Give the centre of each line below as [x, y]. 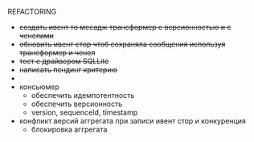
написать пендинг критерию [68, 70]
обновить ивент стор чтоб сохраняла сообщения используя [122, 44]
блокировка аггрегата [69, 129]
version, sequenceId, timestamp [84, 112]
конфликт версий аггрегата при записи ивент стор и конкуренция [133, 121]
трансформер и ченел [57, 53]
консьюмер [39, 87]
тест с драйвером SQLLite [64, 61]
